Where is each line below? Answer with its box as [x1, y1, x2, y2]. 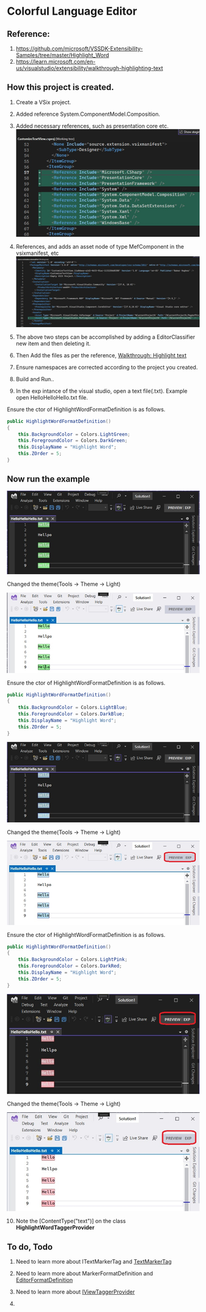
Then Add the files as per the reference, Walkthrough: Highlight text [15, 351, 187, 359]
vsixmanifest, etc [15, 249, 59, 257]
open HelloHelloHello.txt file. [15, 393, 88, 401]
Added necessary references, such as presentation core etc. [15, 122, 169, 129]
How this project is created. [7, 82, 114, 93]
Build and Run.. [15, 375, 54, 382]
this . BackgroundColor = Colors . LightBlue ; [18, 705, 128, 711]
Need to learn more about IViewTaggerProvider [15, 1288, 135, 1295]
